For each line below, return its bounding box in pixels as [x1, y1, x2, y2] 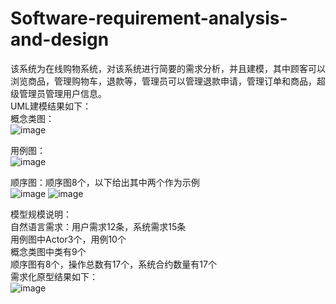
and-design [10, 28, 110, 51]
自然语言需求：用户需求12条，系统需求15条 [10, 220, 187, 232]
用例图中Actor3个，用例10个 [10, 233, 127, 245]
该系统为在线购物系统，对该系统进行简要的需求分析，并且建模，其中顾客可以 [10, 62, 326, 74]
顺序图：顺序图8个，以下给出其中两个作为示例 [10, 176, 200, 188]
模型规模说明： [10, 208, 72, 220]
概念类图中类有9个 [10, 245, 87, 257]
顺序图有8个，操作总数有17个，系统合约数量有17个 [10, 258, 217, 270]
